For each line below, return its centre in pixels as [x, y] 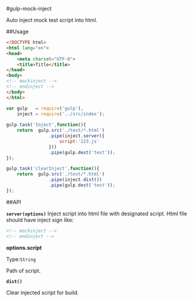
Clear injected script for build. [42, 293]
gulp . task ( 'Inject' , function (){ [46, 125]
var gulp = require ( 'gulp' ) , [45, 108]
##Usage [18, 31]
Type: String [21, 259]
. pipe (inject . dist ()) [75, 180]
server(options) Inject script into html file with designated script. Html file [96, 214]
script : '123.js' [79, 141]
